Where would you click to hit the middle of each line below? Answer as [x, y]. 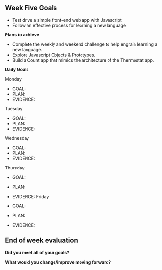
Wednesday [17, 138]
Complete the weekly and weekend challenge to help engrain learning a [85, 44]
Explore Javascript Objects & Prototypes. [54, 55]
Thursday [15, 168]
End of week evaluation [41, 241]
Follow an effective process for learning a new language [69, 25]
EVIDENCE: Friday [30, 196]
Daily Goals [17, 69]
